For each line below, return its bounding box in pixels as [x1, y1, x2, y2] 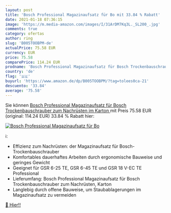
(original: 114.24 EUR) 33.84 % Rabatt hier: [5, 113, 95, 119]
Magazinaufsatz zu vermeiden [12, 192, 76, 198]
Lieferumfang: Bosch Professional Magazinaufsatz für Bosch [12, 175, 140, 181]
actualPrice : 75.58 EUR [5, 45, 56, 50]
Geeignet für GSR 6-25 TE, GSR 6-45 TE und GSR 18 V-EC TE [12, 165, 142, 171]
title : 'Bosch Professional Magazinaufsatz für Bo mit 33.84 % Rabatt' [5, 12, 160, 17]
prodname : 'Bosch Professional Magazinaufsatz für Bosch [5, 64, 129, 69]
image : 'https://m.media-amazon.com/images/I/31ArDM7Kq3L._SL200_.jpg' [5, 21, 160, 27]
